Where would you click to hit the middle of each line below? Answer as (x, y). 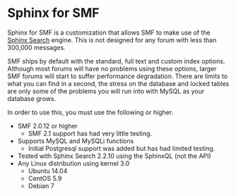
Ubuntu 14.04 (48, 171)
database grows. (32, 98)
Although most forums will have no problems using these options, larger (112, 68)
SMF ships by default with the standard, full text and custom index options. (116, 61)
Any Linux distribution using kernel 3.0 (73, 163)
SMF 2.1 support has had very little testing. (90, 133)
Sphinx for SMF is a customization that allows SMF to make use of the (109, 32)
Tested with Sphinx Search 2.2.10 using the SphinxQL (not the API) (114, 156)
